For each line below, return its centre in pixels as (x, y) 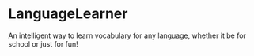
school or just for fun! (44, 43)
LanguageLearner (68, 14)
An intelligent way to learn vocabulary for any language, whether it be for (127, 35)
